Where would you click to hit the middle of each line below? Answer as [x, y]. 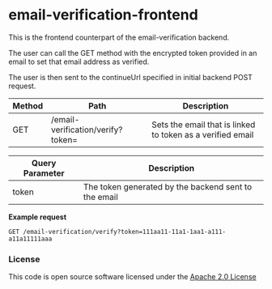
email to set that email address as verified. [79, 62]
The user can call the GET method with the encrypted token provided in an [133, 53]
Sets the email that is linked [203, 125]
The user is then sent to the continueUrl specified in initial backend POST [131, 77]
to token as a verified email [202, 134]
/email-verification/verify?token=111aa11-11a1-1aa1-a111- [125, 232]
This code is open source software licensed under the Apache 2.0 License [132, 277]
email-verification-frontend [103, 15]
